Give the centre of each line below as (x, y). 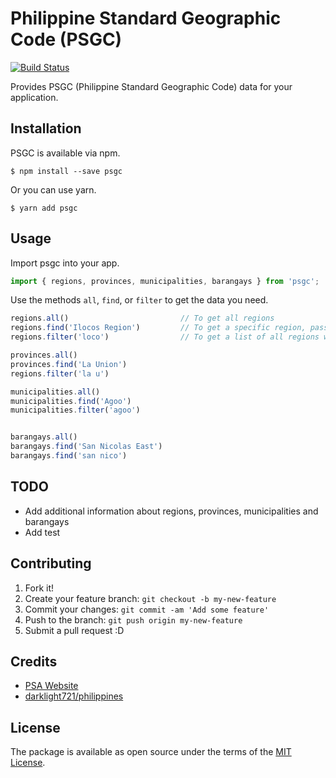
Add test (42, 532)
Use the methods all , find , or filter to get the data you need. (139, 300)
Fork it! (39, 588)
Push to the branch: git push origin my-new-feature (133, 619)
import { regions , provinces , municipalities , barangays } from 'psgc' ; (165, 281)
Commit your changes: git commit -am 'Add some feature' (147, 609)
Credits (34, 661)
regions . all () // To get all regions (142, 318)
